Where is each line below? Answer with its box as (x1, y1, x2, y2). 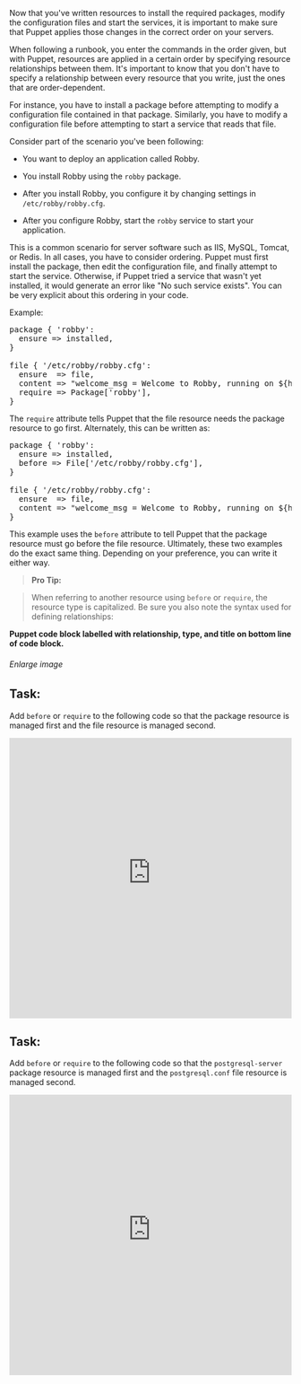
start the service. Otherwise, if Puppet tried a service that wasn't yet (9, 271, 262, 281)
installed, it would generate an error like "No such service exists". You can (9, 280, 282, 291)
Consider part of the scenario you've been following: (9, 136, 204, 146)
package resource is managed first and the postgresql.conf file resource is (9, 1067, 288, 1078)
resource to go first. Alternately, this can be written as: (9, 423, 211, 434)
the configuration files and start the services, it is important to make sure (9, 17, 278, 28)
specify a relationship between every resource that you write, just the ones (9, 73, 286, 83)
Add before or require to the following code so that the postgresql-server (9, 1058, 283, 1069)
